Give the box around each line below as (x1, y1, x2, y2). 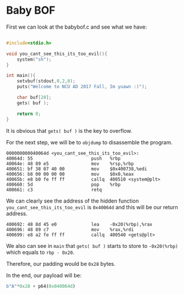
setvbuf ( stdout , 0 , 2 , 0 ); (17, 78, 76, 84)
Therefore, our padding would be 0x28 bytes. (6, 260, 116, 267)
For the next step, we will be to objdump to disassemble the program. (6, 138, 173, 146)
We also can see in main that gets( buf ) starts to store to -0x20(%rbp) (6, 242, 178, 249)
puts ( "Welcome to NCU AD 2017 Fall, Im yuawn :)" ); (17, 84, 147, 90)
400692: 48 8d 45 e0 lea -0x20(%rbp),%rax (6, 221, 153, 227)
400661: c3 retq (6, 187, 102, 192)
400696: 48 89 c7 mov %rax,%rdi (6, 226, 134, 232)
